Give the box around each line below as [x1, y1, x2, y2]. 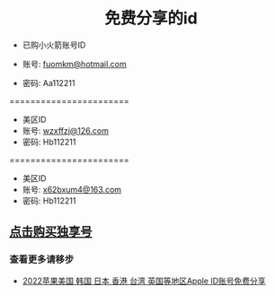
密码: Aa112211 [22, 77, 75, 88]
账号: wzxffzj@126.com [22, 125, 110, 135]
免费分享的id [104, 8, 198, 29]
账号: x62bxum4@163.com [22, 184, 122, 195]
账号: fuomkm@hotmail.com [22, 58, 128, 69]
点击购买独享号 [9, 224, 93, 239]
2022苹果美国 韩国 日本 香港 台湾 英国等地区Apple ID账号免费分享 [22, 275, 267, 286]
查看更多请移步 [9, 253, 75, 265]
